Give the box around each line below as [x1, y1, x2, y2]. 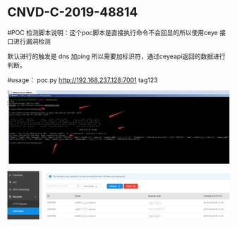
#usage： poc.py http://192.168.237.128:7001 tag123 [7, 75, 158, 84]
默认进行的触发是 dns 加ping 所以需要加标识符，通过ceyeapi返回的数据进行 [7, 52, 226, 60]
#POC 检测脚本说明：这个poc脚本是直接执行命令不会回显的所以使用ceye [7, 28, 219, 37]
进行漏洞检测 [13, 37, 51, 46]
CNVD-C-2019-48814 [7, 4, 138, 20]
